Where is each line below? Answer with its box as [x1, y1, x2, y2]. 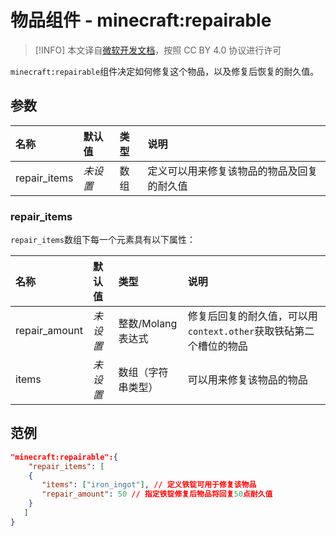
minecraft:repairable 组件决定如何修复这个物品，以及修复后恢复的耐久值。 [10, 65, 320, 77]
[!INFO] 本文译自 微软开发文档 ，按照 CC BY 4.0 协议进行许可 [34, 44, 282, 56]
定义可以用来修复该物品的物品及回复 [147, 164, 318, 178]
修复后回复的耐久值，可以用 [187, 309, 318, 323]
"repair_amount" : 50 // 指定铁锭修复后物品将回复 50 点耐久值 [41, 489, 273, 500]
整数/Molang [118, 317, 178, 331]
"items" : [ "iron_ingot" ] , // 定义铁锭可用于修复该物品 [41, 480, 257, 490]
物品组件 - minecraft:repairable [10, 9, 272, 32]
